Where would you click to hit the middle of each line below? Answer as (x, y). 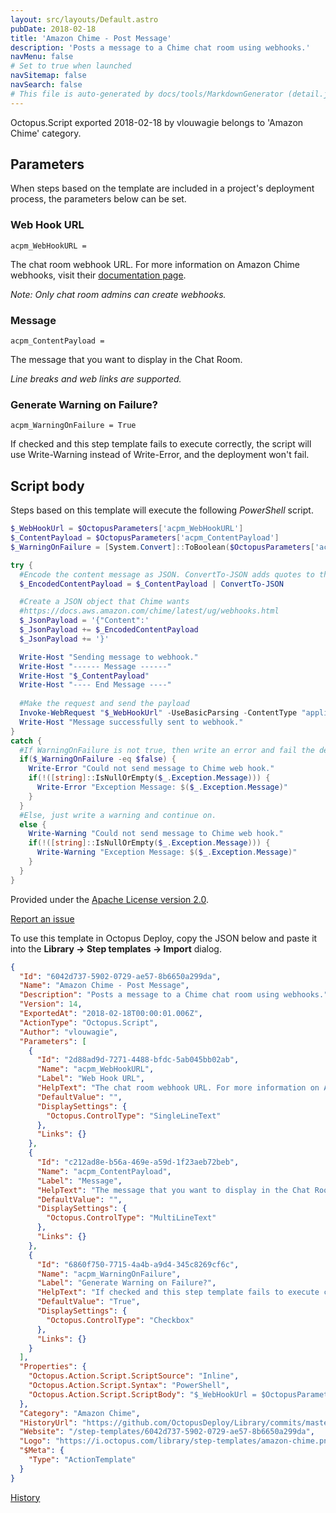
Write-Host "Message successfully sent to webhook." (131, 722)
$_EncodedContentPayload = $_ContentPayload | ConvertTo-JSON (151, 584)
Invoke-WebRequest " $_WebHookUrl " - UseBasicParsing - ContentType (158, 713)
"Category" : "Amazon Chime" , (80, 1413)
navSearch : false (46, 85)
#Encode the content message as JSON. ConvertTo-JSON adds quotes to (167, 574)
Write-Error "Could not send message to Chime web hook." (151, 769)
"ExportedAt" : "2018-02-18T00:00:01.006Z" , (111, 1014)
